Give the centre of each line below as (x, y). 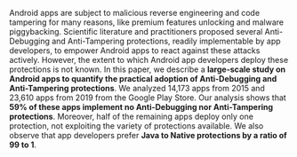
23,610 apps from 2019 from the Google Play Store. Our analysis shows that (148, 98)
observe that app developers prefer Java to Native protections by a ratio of (148, 135)
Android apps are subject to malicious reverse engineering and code (135, 13)
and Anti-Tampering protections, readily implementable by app (167, 41)
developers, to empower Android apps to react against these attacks (135, 51)
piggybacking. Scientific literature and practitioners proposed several (136, 31)
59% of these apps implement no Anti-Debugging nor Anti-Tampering (141, 107)
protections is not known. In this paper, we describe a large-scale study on (148, 69)
